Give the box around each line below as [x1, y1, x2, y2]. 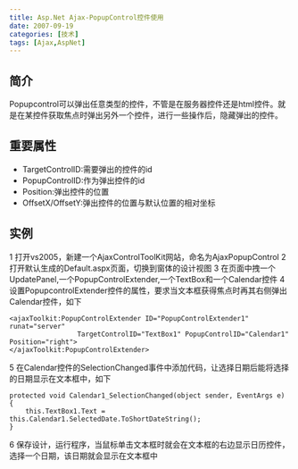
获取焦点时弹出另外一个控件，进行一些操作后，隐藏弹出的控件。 [47, 110, 283, 121]
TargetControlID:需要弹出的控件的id [21, 163, 153, 174]
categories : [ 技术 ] [9, 29, 79, 38]
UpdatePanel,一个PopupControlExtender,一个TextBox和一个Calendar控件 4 [9, 273, 286, 284]
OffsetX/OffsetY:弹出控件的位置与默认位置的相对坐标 [21, 197, 216, 208]
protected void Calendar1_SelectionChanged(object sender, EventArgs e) [9, 390, 286, 400]
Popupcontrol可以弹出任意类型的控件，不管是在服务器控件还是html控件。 [9, 99, 278, 110]
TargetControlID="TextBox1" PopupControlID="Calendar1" [77, 330, 290, 339]
